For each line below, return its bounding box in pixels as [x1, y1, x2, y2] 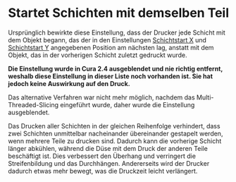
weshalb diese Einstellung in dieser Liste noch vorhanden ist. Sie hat [8, 72, 213, 80]
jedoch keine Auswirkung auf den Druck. [8, 79, 130, 87]
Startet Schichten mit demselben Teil [8, 5, 230, 21]
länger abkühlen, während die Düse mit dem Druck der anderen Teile [8, 144, 209, 152]
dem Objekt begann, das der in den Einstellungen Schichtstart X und [8, 35, 207, 44]
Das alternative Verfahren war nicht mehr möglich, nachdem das [8, 93, 196, 102]
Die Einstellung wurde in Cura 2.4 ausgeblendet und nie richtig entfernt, [8, 64, 223, 73]
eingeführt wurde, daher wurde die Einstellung [60, 100, 195, 109]
